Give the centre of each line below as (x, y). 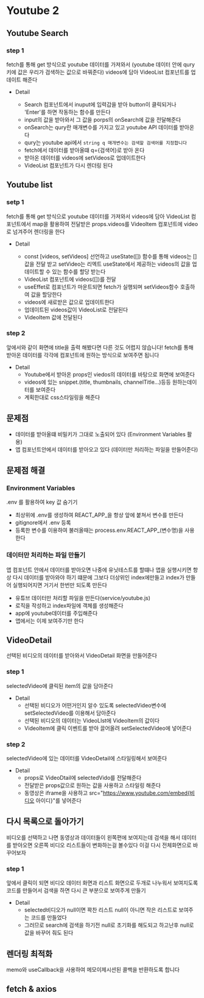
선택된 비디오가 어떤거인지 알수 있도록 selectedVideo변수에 (95, 705)
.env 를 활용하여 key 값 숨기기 (42, 502)
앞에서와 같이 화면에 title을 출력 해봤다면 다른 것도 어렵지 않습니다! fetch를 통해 (100, 347)
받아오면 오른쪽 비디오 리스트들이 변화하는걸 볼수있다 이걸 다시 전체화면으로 (102, 845)
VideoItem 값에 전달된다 (53, 317)
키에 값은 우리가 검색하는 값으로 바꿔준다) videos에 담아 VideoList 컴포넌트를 (98, 72)
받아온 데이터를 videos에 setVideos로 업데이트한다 (85, 157)
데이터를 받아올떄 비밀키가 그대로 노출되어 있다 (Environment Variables (100, 434)
